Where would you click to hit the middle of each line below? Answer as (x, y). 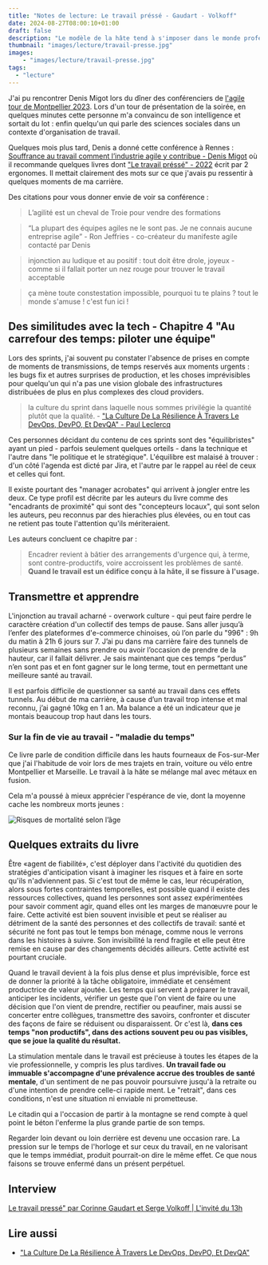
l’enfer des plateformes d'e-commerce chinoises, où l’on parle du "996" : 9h (134, 633)
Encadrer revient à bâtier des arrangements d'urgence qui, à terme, (139, 555)
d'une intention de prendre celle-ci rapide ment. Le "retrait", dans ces (122, 1090)
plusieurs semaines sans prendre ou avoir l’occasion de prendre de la (122, 650)
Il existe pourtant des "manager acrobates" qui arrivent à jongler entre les (129, 489)
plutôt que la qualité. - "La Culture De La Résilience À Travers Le (133, 416)
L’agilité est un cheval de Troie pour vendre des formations (124, 212)
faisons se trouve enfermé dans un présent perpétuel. (97, 1163)
